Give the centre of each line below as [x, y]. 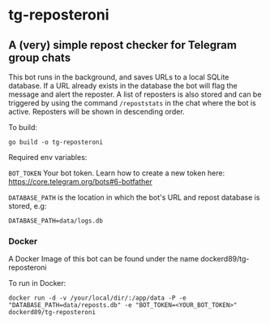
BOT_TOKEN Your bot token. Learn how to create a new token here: [117, 173]
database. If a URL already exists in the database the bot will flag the [123, 86]
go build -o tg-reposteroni [56, 142]
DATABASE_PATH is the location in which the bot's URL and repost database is [134, 197]
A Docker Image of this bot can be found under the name [104, 259]
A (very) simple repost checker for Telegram [123, 45]
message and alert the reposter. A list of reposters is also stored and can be [135, 94]
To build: [23, 127]
